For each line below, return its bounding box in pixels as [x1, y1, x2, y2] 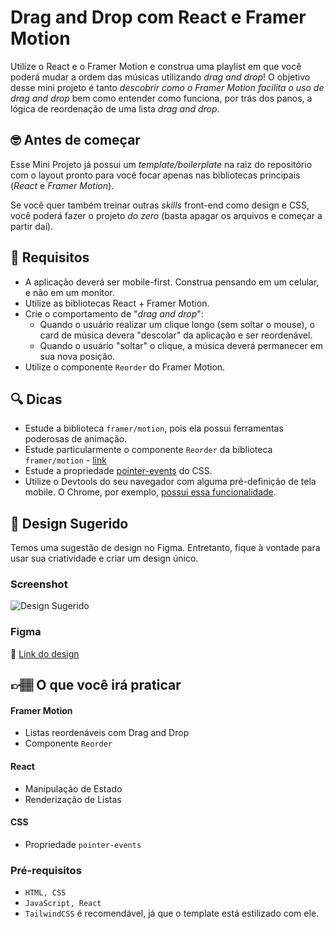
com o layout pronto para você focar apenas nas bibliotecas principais [10, 169, 301, 181]
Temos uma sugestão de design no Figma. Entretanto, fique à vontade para [10, 542, 321, 554]
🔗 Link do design [10, 647, 80, 660]
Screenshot [10, 577, 68, 591]
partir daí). [10, 220, 54, 232]
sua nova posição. [39, 350, 116, 362]
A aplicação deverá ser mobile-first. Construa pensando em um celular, [24, 276, 320, 288]
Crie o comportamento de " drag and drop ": [24, 307, 204, 320]
